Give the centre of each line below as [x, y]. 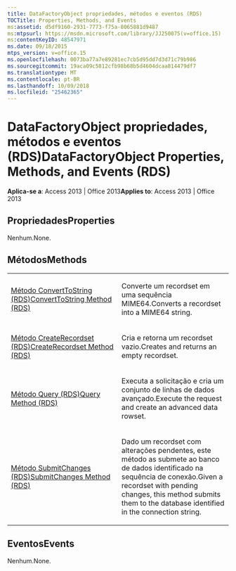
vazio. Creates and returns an [169, 347]
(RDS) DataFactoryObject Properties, [116, 157]
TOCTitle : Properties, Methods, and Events [72, 20]
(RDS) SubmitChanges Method [61, 477]
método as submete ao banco [171, 459]
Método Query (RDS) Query [55, 394]
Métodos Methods [47, 260]
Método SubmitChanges [51, 468]
